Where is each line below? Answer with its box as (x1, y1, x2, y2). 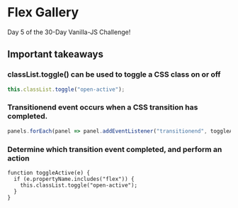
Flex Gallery (7, 4, 79, 21)
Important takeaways (7, 48, 104, 60)
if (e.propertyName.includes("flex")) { (13, 175, 135, 182)
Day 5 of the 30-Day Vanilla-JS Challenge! (7, 28, 131, 36)
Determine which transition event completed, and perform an (7, 144, 222, 154)
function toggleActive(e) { (7, 169, 91, 176)
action (7, 153, 30, 163)
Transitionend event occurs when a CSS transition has (7, 102, 198, 112)
